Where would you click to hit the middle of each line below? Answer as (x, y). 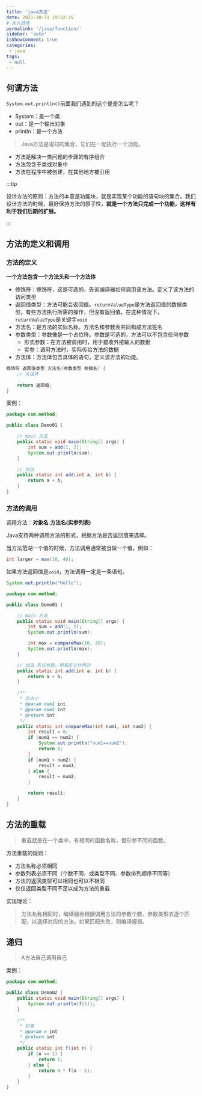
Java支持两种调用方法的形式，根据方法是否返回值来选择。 (78, 535)
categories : (21, 46)
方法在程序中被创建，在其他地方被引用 (62, 172)
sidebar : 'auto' (26, 34)
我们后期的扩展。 (38, 212)
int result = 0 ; (48, 732)
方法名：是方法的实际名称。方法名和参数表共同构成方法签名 (89, 327)
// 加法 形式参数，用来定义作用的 (54, 665)
